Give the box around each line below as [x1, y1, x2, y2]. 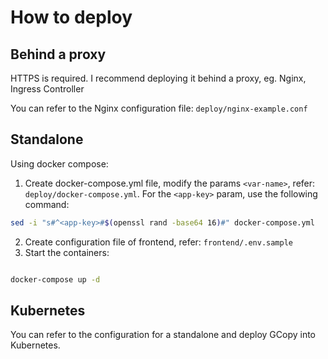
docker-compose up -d [10, 274, 101, 285]
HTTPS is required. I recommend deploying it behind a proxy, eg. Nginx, [10, 72, 307, 84]
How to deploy [10, 6, 133, 29]
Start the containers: [24, 246, 110, 258]
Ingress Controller [10, 83, 85, 95]
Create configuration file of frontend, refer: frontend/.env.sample [24, 236, 294, 248]
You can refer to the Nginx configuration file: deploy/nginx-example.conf [10, 102, 308, 114]
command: [24, 198, 70, 210]
